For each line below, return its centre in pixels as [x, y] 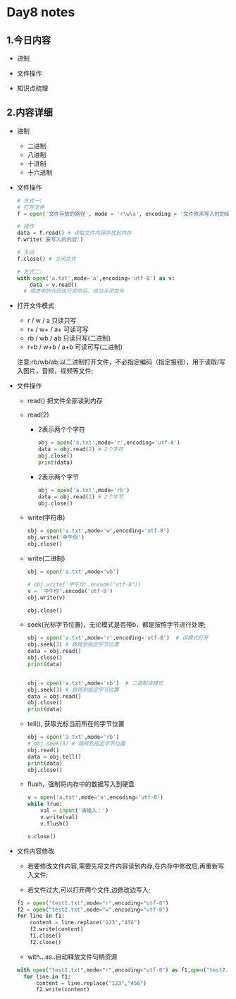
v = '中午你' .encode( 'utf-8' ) [70, 591]
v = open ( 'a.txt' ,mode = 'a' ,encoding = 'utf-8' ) [95, 797]
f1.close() [46, 936]
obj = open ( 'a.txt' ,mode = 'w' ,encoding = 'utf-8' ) [98, 531]
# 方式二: [30, 271]
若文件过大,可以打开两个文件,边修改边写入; [89, 890]
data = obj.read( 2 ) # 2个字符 [81, 449]
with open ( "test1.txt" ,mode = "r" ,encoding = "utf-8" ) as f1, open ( [112, 970]
